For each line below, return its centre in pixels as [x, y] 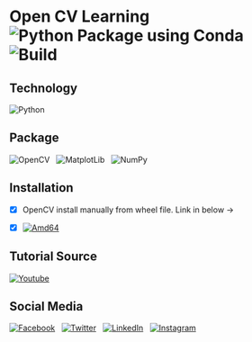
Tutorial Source [53, 257]
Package [35, 138]
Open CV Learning [80, 17]
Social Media [46, 306]
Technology [44, 88]
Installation [41, 188]
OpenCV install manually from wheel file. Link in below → [128, 210]
